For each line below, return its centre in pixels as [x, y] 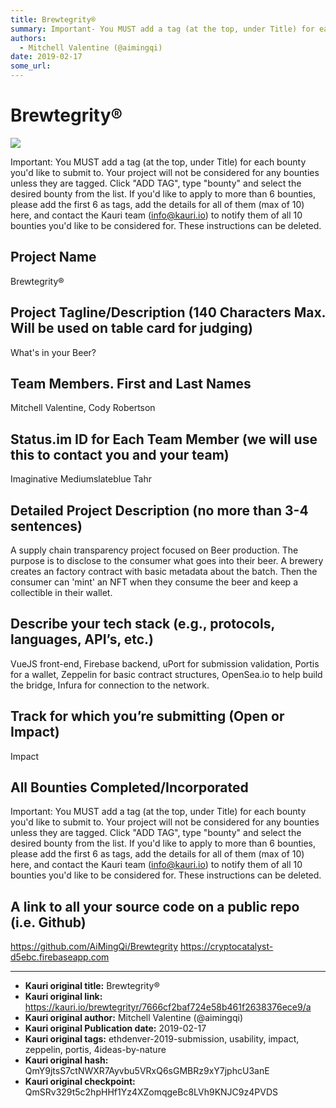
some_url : [31, 66]
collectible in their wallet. [61, 592]
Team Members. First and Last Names [131, 383]
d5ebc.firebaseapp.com [60, 957]
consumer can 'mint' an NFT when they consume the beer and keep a [154, 582]
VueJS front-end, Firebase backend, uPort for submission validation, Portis [165, 663]
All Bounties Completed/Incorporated [129, 787]
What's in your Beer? [53, 352]
